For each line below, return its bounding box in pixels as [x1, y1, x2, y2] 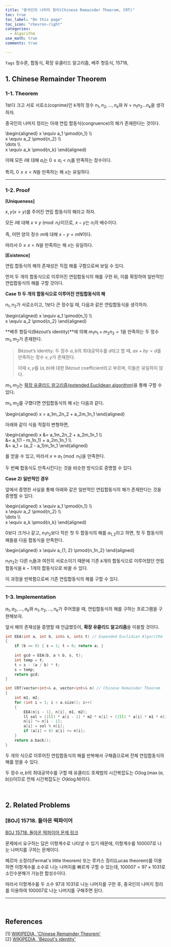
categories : [5, 26, 31, 32]
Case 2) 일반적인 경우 [5, 476, 49, 482]
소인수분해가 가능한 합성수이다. [5, 870, 67, 876]
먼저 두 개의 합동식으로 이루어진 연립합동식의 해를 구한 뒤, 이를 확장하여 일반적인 [5, 273, 164, 280]
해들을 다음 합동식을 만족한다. [5, 537, 64, 543]
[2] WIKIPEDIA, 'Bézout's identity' [5, 936, 76, 942]
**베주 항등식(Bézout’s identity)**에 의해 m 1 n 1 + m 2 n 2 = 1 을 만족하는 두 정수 [5, 328, 159, 336]
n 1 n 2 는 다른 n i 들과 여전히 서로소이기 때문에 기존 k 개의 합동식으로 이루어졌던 [5, 558, 155, 565]
